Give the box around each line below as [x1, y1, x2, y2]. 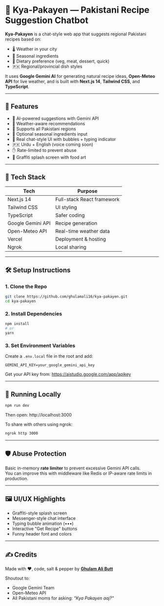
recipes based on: [5, 36, 41, 42]
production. [5, 475, 28, 481]
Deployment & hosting [55, 235, 106, 242]
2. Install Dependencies [5, 310, 62, 317]
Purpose [77, 187, 98, 194]
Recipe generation [55, 220, 98, 227]
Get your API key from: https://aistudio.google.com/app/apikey [5, 372, 131, 377]
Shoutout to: [5, 575, 30, 582]
